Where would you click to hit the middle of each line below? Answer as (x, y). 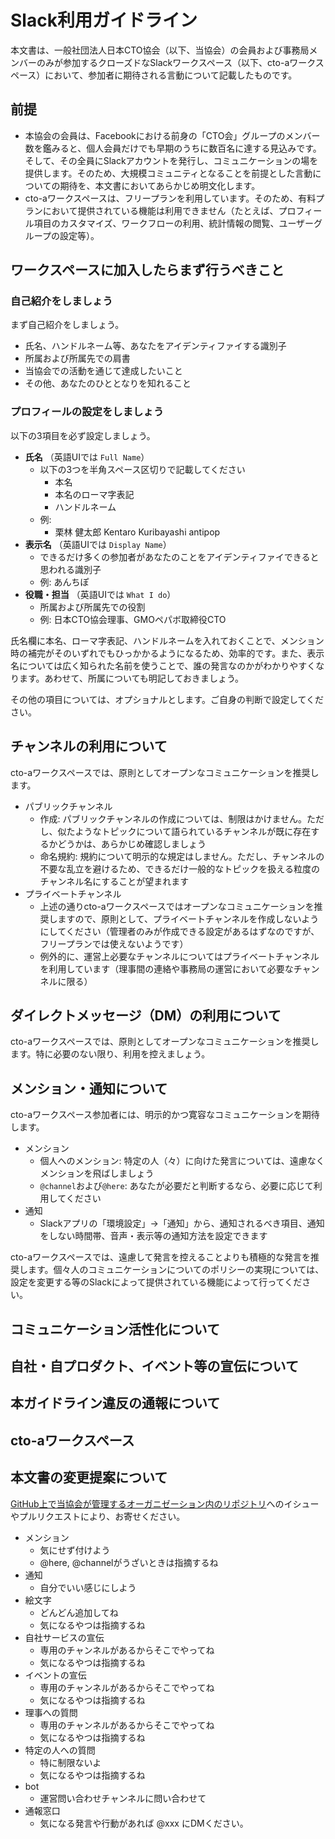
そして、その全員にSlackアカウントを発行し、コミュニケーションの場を (171, 160)
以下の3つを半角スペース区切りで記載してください (142, 469)
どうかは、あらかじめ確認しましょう (132, 843)
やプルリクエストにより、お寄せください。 (98, 1516)
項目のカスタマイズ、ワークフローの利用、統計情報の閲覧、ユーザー (174, 223)
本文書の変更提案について (89, 1477)
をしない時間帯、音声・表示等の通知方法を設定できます (153, 1236)
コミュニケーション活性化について (115, 1329)
